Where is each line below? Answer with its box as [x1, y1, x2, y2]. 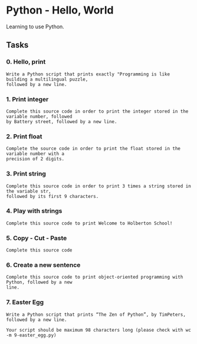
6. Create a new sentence [6, 261, 81, 269]
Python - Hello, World [6, 4, 114, 17]
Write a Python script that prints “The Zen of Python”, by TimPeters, [6, 312, 186, 317]
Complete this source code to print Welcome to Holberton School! [6, 220, 173, 226]
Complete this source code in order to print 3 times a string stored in [6, 183, 192, 189]
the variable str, [6, 188, 51, 194]
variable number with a [6, 151, 65, 157]
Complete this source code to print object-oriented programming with [6, 274, 183, 280]
